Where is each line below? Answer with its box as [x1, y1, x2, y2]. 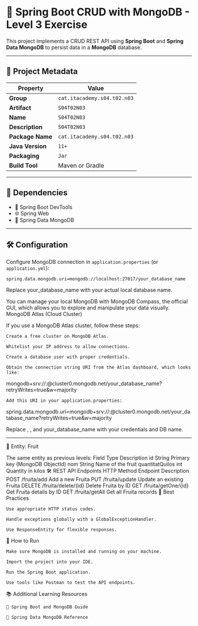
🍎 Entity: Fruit [6, 443, 39, 450]
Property [18, 84, 44, 92]
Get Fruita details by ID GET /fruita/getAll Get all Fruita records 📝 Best [6, 488, 174, 496]
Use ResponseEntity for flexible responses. [6, 527, 117, 533]
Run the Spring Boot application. [6, 569, 91, 576]
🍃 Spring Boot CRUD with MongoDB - [6, 5, 190, 19]
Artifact [9, 104, 31, 112]
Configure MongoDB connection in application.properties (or [6, 259, 159, 266]
